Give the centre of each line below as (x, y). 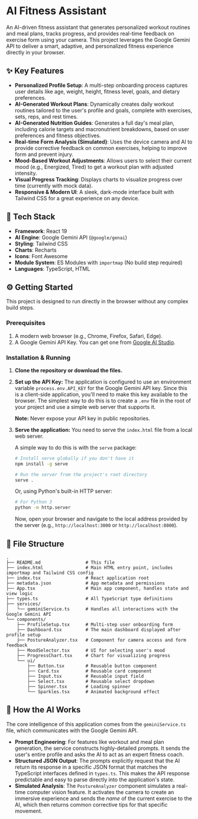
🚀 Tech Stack (31, 217)
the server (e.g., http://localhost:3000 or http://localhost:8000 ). (96, 525)
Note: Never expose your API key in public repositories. (82, 418)
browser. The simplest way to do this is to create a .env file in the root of (103, 401)
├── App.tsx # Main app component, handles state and (98, 589)
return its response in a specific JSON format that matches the (91, 767)
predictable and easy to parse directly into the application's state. (95, 779)
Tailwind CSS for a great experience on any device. (77, 198)
